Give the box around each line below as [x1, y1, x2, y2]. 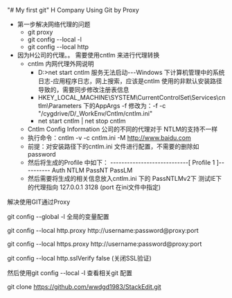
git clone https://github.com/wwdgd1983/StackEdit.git [7, 283, 161, 290]
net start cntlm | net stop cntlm [37, 117, 126, 125]
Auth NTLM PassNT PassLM [51, 166, 133, 174]
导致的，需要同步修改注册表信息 [37, 86, 130, 94]
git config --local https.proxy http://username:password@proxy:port [7, 240, 202, 248]
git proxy [27, 28, 53, 36]
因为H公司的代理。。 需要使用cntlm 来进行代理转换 [17, 51, 160, 59]
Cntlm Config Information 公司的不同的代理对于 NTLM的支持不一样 [27, 125, 218, 133]
